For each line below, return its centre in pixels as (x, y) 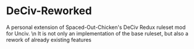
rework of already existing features (49, 40)
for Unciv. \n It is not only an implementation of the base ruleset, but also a (97, 33)
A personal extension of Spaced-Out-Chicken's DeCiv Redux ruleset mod (96, 27)
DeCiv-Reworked (49, 11)
